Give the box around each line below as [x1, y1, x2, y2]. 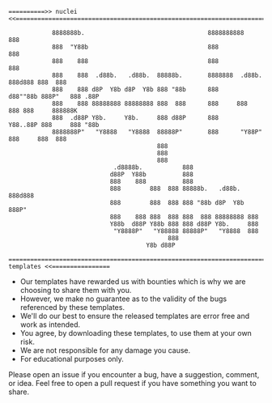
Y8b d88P [146, 241, 176, 249]
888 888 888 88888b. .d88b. [109, 185, 241, 193]
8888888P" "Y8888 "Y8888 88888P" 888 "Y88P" [51, 128, 263, 136]
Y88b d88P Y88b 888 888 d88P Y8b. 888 [109, 220, 259, 228]
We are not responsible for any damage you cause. [19, 346, 191, 355]
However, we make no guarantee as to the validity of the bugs [19, 294, 227, 303]
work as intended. [19, 320, 81, 329]
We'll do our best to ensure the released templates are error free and [19, 312, 250, 320]
